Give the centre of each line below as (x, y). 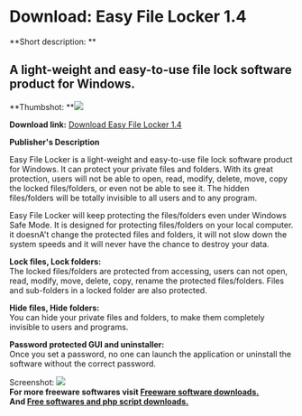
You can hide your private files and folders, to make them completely (137, 317)
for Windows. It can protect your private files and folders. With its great (141, 169)
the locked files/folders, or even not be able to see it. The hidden (129, 188)
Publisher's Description (55, 142)
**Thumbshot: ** (42, 106)
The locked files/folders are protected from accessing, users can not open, (149, 271)
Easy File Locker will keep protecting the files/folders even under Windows (148, 215)
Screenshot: (32, 382)
